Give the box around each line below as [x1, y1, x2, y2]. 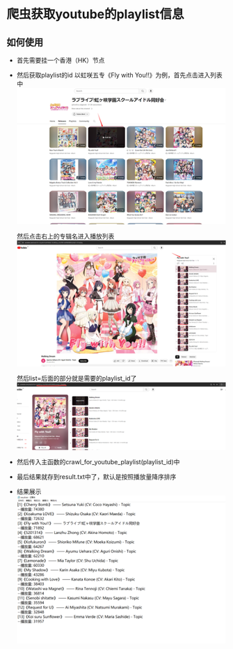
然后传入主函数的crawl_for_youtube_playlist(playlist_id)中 [16, 457, 180, 466]
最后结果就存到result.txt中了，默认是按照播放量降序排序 [16, 472, 177, 481]
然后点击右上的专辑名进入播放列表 [16, 232, 115, 240]
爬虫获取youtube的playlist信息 [6, 6, 185, 22]
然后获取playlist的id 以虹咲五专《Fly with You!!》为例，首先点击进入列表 [16, 71, 223, 79]
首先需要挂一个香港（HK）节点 [16, 56, 105, 64]
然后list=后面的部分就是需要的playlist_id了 [16, 374, 137, 383]
